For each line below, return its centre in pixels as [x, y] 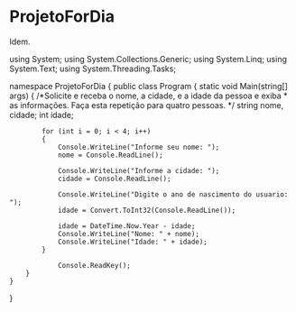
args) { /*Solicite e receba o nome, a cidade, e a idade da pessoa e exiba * [148, 96]
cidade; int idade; [42, 115]
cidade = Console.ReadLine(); [114, 179]
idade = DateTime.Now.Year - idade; [126, 226]
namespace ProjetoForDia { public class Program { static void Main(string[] [149, 86]
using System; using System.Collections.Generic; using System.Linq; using [148, 59]
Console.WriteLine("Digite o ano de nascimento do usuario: [173, 194]
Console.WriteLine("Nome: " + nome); [129, 234]
